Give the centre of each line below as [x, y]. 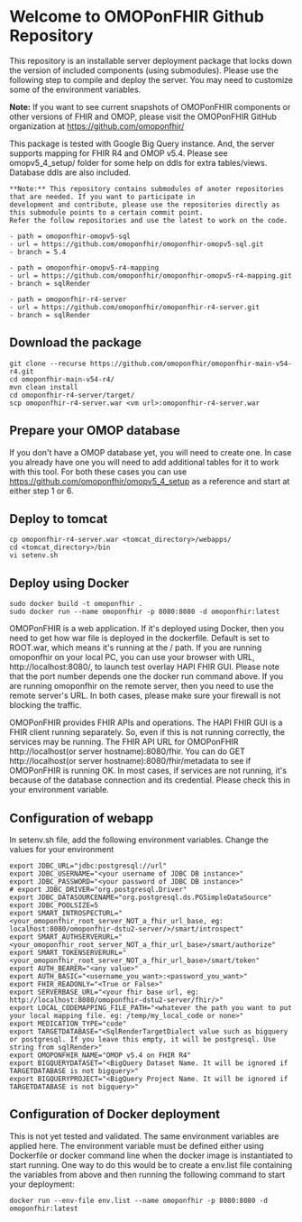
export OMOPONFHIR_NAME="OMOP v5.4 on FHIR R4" [101, 1055]
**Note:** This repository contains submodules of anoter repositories [146, 188]
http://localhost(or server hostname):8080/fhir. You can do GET [127, 751]
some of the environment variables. [75, 89]
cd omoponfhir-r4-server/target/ [72, 395]
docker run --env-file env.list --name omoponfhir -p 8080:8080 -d [139, 1200]
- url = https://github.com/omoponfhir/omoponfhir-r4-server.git [134, 307]
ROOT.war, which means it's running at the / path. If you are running [136, 648]
